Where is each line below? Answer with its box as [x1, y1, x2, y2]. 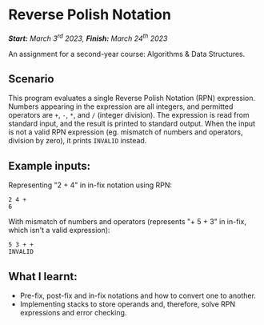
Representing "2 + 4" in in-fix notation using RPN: [8, 180, 173, 190]
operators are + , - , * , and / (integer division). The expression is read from [8, 110, 250, 120]
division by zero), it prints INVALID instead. [8, 136, 147, 146]
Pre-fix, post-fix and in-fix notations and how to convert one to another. [19, 291, 256, 301]
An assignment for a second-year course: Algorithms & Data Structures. [8, 49, 246, 58]
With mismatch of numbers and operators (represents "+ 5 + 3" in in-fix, [8, 217, 246, 227]
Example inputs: [8, 158, 91, 173]
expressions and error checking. [19, 308, 127, 318]
